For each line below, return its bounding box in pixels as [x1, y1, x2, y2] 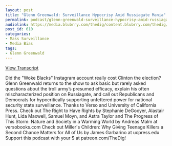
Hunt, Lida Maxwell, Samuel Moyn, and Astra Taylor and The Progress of [5, 113, 159, 119]
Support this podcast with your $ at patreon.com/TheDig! [5, 135, 126, 141]
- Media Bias [5, 41, 33, 46]
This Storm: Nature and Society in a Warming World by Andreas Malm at [5, 118, 158, 124]
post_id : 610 [5, 27, 33, 32]
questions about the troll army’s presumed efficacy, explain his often [5, 85, 149, 92]
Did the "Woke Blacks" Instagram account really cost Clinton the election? [5, 75, 161, 81]
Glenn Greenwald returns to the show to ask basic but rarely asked [5, 80, 146, 86]
